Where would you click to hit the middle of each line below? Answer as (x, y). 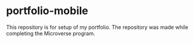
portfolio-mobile (47, 11)
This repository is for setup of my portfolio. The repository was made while (97, 27)
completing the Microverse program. (51, 33)
